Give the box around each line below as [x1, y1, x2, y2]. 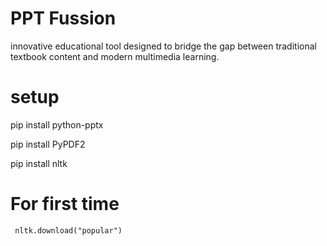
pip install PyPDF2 [10, 138, 86, 150]
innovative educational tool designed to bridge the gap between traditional [10, 40, 317, 52]
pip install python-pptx [10, 118, 104, 131]
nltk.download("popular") [14, 225, 123, 236]
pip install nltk [10, 157, 68, 169]
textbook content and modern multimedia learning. [10, 50, 220, 62]
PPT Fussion [10, 7, 117, 30]
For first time [10, 193, 120, 216]
